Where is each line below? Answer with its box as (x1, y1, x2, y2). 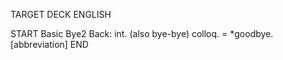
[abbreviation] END (10, 39, 89, 50)
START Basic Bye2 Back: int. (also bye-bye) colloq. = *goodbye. (10, 28, 274, 39)
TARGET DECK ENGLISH (10, 9, 112, 20)
